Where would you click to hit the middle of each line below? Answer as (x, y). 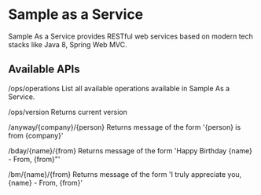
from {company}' (36, 135)
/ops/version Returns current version (68, 112)
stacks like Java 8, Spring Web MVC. (68, 44)
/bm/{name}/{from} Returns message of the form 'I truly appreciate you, (125, 174)
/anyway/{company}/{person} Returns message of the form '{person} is (125, 127)
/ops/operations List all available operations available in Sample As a (119, 88)
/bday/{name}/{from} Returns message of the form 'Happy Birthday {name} (130, 150)
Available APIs (44, 70)
